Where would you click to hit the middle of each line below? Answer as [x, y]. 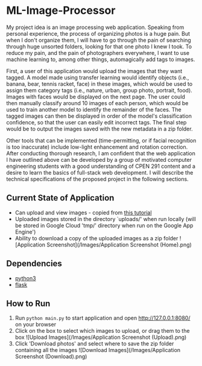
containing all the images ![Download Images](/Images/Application [98, 350]
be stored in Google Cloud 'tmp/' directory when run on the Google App [104, 225]
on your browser [35, 324]
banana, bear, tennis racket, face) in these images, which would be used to [99, 84]
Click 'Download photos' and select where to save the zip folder [94, 344]
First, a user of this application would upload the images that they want [94, 71]
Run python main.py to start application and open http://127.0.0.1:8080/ [103, 318]
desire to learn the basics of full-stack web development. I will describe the [100, 172]
